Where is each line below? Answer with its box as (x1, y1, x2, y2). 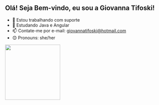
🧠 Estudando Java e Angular (12, 22, 69, 28)
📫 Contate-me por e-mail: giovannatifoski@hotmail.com (12, 27, 126, 33)
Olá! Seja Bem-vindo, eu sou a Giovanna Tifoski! (5, 4, 155, 12)
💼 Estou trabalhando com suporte (12, 17, 80, 23)
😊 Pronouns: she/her (12, 34, 55, 41)
